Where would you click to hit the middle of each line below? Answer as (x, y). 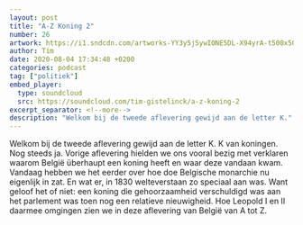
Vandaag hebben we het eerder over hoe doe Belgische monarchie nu (139, 173)
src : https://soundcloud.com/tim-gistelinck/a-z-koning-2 (129, 101)
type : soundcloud (50, 93)
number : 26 (30, 34)
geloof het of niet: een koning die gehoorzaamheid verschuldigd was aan (145, 192)
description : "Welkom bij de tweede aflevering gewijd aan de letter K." (151, 118)
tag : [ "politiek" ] (44, 76)
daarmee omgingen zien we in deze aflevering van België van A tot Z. (138, 211)
